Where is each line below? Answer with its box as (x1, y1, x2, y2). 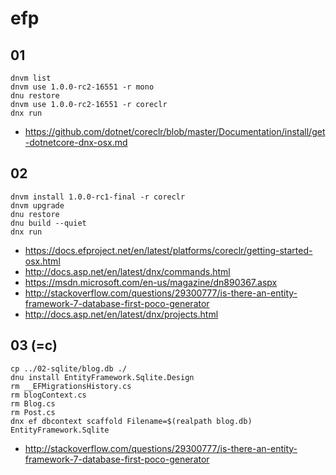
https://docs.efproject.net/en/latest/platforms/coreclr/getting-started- (24, 244, 313, 256)
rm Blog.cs (10, 398, 56, 409)
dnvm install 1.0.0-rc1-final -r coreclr (10, 192, 186, 202)
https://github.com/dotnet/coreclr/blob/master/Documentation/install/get (24, 126, 326, 137)
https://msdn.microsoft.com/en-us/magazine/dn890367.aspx (24, 276, 278, 288)
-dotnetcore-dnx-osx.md (24, 137, 128, 148)
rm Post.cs (10, 407, 56, 417)
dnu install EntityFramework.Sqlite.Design (10, 372, 195, 382)
